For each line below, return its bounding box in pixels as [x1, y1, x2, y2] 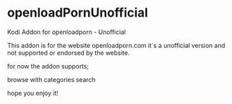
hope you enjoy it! [7, 89, 59, 97]
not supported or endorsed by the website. [7, 49, 130, 57]
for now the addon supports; [7, 62, 89, 70]
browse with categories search [7, 75, 96, 84]
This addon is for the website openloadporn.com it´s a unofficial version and [7, 41, 226, 49]
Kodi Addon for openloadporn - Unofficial [7, 28, 126, 36]
